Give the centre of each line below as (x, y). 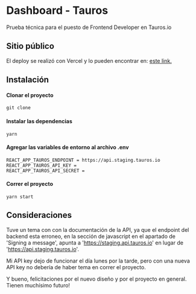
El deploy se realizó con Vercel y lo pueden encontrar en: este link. (89, 60)
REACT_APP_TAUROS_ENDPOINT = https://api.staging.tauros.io (84, 160)
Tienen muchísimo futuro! (38, 285)
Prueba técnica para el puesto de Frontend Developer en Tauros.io (89, 27)
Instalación (28, 80)
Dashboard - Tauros (57, 11)
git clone (19, 108)
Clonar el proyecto (30, 95)
